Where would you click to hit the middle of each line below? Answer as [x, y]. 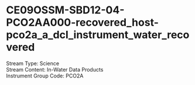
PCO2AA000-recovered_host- [83, 22]
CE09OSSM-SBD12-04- [65, 10]
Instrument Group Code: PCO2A [45, 76]
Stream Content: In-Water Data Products [55, 69]
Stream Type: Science [33, 63]
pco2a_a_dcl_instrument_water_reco [98, 35]
